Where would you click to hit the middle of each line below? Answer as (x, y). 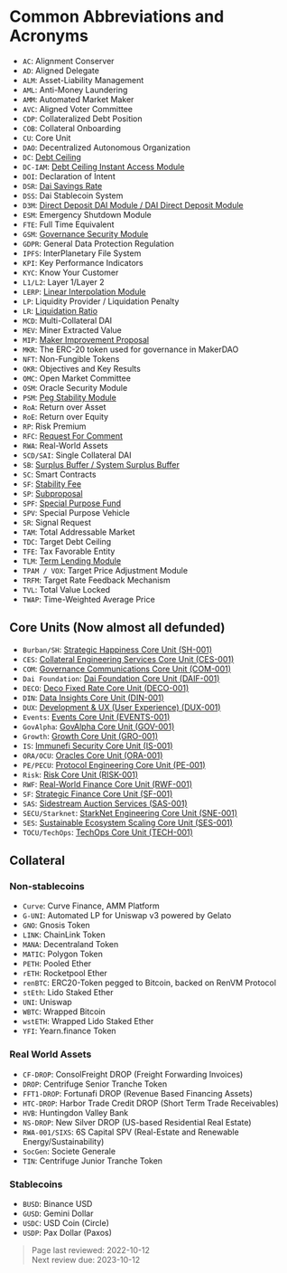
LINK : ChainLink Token (64, 935)
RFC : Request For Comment (73, 435)
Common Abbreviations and (117, 17)
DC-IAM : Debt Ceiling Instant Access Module (103, 166)
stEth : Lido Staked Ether (68, 993)
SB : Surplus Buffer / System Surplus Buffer (101, 464)
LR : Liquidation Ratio (60, 310)
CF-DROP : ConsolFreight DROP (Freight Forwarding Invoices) (133, 1074)
